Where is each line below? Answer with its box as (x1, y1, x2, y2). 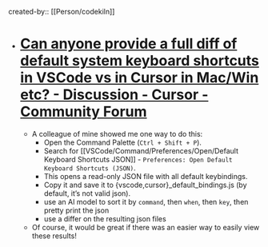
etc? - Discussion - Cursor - (19, 86, 209, 104)
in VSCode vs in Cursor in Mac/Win (19, 69, 259, 87)
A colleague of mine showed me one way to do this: (31, 129, 203, 138)
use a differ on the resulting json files (43, 213, 166, 223)
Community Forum (19, 103, 147, 121)
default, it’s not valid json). (43, 188, 130, 198)
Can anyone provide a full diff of (19, 35, 238, 53)
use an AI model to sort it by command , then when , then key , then (43, 197, 249, 206)
